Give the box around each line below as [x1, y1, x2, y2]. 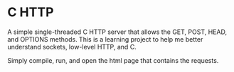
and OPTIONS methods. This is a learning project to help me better [7, 35, 203, 43]
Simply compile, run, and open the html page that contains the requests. [7, 56, 219, 64]
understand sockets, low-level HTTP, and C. [7, 42, 137, 51]
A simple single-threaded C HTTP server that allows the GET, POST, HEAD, [7, 28, 228, 36]
